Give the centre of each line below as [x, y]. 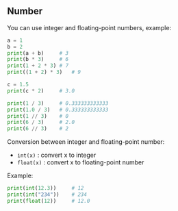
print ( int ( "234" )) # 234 [47, 195]
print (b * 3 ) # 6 [38, 60]
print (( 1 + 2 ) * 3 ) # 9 [44, 72]
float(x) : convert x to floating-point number [80, 162]
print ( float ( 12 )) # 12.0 [49, 201]
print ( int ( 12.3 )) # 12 [46, 188]
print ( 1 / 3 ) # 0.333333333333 [58, 103]
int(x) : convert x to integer [56, 155]
